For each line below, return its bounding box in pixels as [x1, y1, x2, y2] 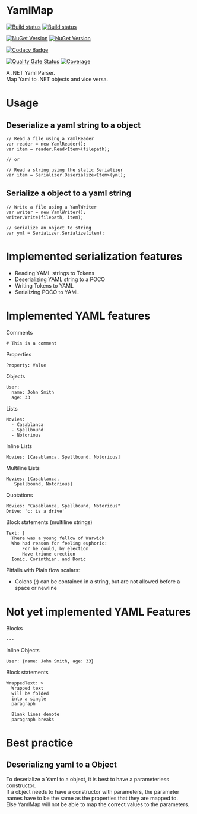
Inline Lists [6, 442, 33, 449]
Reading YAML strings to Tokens [14, 269, 95, 276]
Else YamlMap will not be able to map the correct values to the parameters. [6, 800, 190, 808]
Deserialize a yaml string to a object [6, 120, 141, 130]
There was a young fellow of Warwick [11, 535, 105, 541]
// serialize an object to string [6, 225, 92, 231]
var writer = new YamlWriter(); [6, 209, 86, 215]
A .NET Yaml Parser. [6, 69, 55, 76]
